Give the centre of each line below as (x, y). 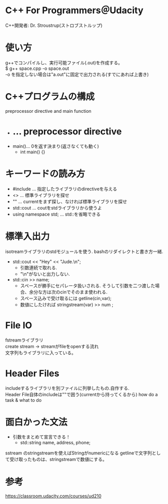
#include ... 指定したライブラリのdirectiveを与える (65, 189)
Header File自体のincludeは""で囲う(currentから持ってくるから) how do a (81, 394)
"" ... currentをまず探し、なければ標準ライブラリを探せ (70, 201)
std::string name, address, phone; (55, 443)
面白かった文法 (36, 422)
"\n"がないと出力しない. (45, 274)
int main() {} (33, 152)
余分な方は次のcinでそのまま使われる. (68, 292)
